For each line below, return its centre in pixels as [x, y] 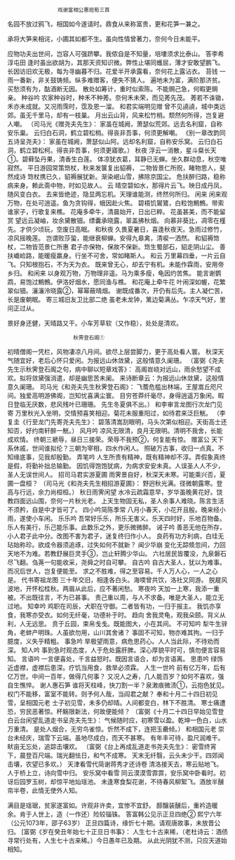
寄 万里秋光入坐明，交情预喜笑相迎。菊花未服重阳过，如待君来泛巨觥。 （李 [116, 413]
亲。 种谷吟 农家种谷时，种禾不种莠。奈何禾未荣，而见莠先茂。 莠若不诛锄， [117, 98]
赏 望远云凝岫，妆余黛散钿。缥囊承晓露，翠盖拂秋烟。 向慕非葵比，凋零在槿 [116, 220]
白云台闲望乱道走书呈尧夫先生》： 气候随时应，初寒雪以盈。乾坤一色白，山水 [117, 720]
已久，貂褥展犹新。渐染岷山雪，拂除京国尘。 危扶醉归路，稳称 [135, 177]
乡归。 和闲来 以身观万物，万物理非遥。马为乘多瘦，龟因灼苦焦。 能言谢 [111, 273]
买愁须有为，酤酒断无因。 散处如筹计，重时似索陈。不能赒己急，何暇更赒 [113, 89]
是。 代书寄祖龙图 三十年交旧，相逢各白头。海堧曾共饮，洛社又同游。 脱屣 [114, 580]
